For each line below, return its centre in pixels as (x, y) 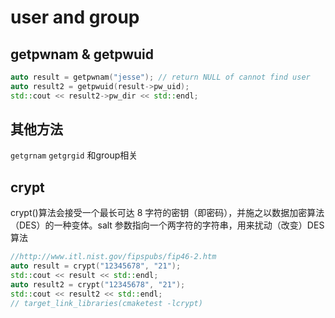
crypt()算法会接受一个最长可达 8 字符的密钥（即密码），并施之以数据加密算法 (167, 213)
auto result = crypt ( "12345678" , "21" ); (96, 266)
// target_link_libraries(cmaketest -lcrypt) (106, 303)
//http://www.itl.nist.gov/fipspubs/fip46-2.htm (113, 257)
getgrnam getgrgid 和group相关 (74, 155)
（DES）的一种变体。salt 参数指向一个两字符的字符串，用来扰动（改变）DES (167, 225)
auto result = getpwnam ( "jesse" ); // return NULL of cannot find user (160, 77)
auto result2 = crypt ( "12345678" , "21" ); (98, 284)
